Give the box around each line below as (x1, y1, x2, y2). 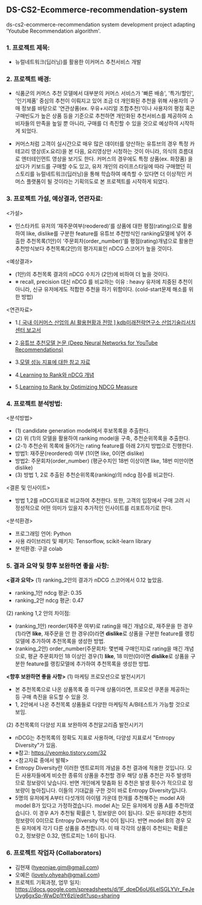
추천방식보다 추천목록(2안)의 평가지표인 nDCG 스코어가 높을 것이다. (14, 244, 174, 252)
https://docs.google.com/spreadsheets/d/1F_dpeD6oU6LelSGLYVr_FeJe (14, 885, 195, 892)
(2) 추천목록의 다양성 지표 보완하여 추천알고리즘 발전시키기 (6, 721, 144, 729)
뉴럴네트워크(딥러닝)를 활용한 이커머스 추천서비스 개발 (14, 59, 141, 66)
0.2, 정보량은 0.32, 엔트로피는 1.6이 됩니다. (14, 832, 116, 839)
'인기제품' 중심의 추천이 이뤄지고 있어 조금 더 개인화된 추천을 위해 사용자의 (14, 97, 188, 104)
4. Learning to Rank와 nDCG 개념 (14, 371, 94, 378)
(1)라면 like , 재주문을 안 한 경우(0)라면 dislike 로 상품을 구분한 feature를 (14, 630, 183, 637)
